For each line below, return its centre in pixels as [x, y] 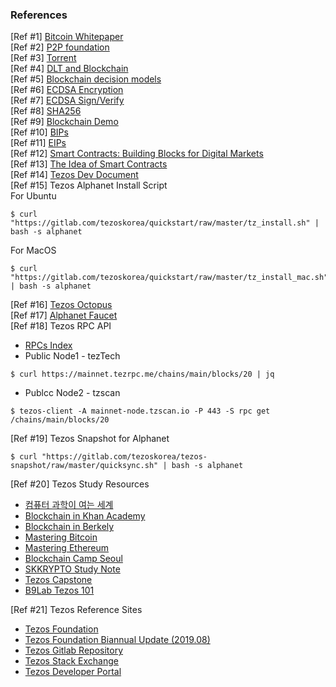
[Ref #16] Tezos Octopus [61, 305]
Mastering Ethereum [67, 548]
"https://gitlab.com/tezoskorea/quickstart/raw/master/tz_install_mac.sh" [169, 278]
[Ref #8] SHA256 [46, 111]
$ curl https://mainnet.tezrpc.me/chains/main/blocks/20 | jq [142, 374]
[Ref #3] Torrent [43, 58]
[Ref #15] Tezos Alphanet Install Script [89, 185]
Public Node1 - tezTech [72, 356]
